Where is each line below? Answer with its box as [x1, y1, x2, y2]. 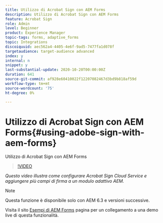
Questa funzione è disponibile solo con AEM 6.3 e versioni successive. [5, 197, 150, 204]
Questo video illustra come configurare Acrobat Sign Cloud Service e [5, 173, 147, 179]
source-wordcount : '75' [5, 85, 55, 91]
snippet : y [5, 63, 28, 68]
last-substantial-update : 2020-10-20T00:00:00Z [5, 68, 106, 73]
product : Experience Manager [5, 30, 66, 35]
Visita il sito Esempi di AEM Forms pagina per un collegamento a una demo [5, 207, 159, 213]
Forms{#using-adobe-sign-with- [5, 127, 145, 138]
